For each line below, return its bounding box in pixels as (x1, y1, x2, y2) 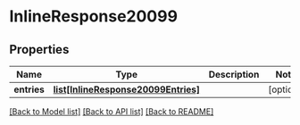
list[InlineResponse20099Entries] (53, 83, 201, 96)
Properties (9, 42, 70, 57)
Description (208, 69, 260, 80)
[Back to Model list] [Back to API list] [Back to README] (9, 106, 214, 117)
